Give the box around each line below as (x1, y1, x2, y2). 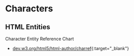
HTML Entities (5, 23, 50, 31)
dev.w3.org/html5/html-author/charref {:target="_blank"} (12, 46, 129, 51)
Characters (5, 3, 53, 14)
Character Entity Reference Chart (5, 36, 74, 42)
